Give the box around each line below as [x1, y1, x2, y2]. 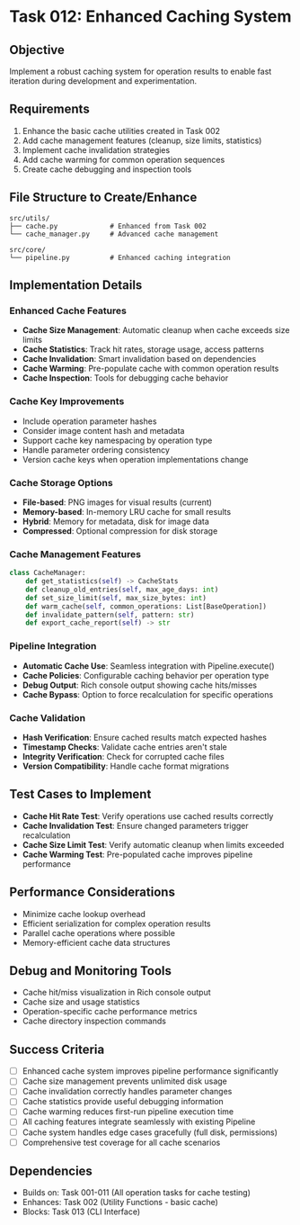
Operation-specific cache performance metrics [22, 1006, 198, 1017]
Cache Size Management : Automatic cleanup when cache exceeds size [22, 325, 290, 336]
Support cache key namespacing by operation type [22, 435, 213, 446]
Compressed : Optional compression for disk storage [22, 525, 218, 536]
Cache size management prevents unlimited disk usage [22, 1076, 227, 1086]
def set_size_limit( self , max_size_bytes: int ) [25, 593, 207, 602]
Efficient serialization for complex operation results [22, 918, 211, 929]
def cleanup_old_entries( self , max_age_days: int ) [25, 585, 219, 594]
